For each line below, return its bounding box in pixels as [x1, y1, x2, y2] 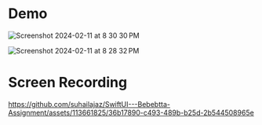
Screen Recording [8, 74, 128, 91]
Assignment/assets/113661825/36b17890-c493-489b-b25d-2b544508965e [8, 108, 255, 117]
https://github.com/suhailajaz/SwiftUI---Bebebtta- [8, 99, 171, 108]
